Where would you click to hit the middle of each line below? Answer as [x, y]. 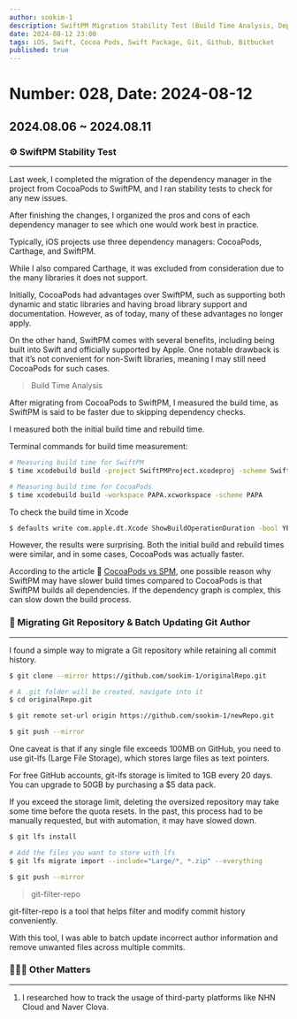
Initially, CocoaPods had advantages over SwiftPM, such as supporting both [147, 295]
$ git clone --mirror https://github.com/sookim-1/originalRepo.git [138, 676]
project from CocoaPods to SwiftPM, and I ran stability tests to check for [141, 188]
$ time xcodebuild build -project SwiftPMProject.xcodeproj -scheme [138, 471]
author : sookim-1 [41, 17]
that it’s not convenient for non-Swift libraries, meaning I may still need [138, 359]
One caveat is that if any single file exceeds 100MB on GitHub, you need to [145, 749]
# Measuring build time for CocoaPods [80, 487]
